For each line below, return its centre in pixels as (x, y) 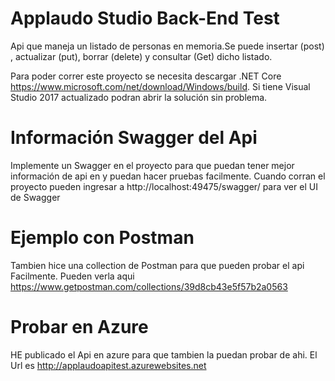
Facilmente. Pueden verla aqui (72, 276)
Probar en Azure (79, 327)
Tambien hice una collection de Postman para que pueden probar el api (157, 265)
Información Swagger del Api (134, 138)
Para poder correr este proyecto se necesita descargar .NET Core (146, 76)
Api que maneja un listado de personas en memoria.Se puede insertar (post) (167, 46)
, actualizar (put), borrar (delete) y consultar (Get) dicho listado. (141, 56)
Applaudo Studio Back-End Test (145, 18)
